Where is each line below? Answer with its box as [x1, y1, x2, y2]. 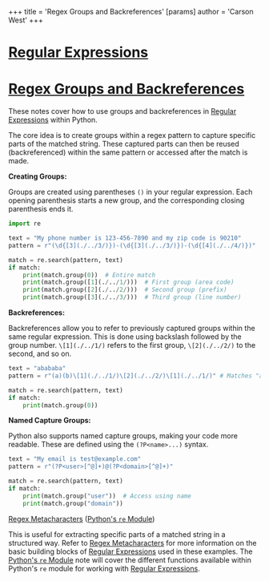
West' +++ [8, 15, 44, 25]
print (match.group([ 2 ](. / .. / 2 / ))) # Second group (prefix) [22, 286, 227, 294]
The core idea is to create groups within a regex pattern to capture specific [8, 131, 256, 140]
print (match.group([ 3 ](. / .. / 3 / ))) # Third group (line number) [22, 293, 242, 301]
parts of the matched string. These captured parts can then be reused [8, 139, 240, 149]
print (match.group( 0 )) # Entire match [22, 271, 156, 279]
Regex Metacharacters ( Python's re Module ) [8, 514, 155, 523]
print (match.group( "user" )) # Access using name [22, 492, 192, 500]
